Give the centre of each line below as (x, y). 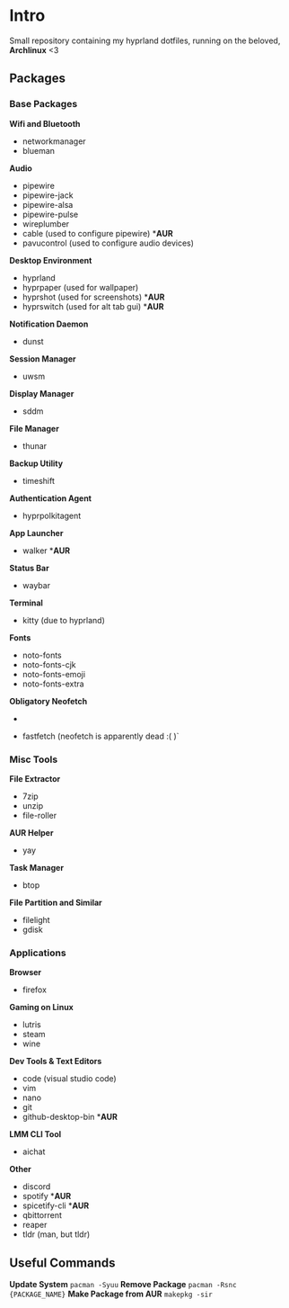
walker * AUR (46, 551)
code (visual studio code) (69, 1079)
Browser (26, 972)
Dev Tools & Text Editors (56, 1062)
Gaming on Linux (41, 1008)
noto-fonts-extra (53, 684)
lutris (32, 1025)
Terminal (26, 603)
